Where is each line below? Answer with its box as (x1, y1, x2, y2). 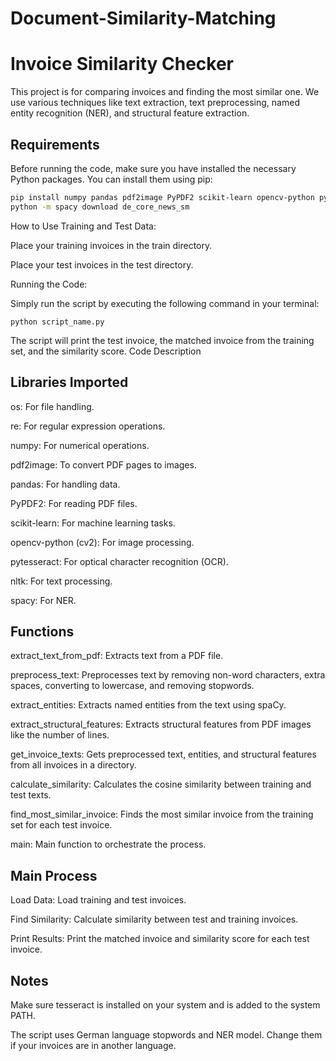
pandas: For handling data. (10, 478, 121, 490)
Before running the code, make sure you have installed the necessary (10, 162, 297, 174)
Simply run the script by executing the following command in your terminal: (10, 297, 320, 309)
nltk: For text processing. (10, 575, 113, 587)
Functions (10, 623, 75, 640)
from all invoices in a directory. (10, 759, 137, 771)
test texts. (10, 789, 52, 801)
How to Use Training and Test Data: (10, 220, 157, 232)
